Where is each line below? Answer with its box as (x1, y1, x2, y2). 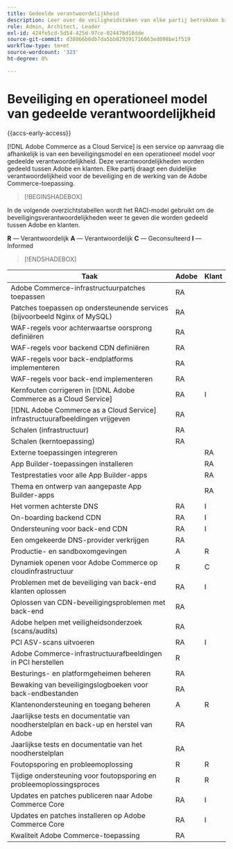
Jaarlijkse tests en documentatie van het (10, 739, 143, 749)
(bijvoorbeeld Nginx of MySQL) (10, 311, 112, 321)
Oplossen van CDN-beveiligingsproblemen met (10, 597, 166, 607)
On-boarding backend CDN (10, 512, 102, 522)
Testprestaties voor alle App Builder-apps (10, 470, 148, 480)
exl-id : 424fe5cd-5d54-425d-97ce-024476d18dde (7, 29, 144, 37)
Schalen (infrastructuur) (10, 425, 89, 435)
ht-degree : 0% (7, 55, 49, 62)
